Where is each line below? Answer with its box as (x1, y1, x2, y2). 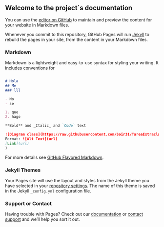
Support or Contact (5, 200, 52, 207)
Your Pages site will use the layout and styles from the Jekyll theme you (5, 177, 150, 183)
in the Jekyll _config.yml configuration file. (5, 188, 91, 194)
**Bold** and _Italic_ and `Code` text (5, 123, 86, 128)
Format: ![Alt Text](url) (5, 136, 58, 141)
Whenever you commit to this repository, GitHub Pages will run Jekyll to (5, 31, 150, 37)
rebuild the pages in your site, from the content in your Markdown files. (5, 37, 148, 42)
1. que (5, 110, 19, 115)
